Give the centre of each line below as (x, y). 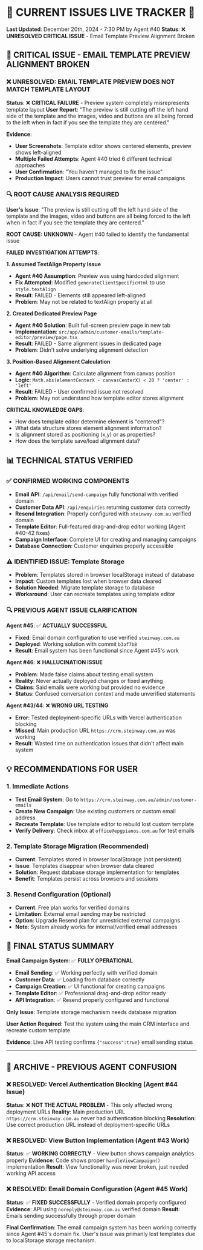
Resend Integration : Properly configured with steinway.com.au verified (103, 513)
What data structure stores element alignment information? (88, 428)
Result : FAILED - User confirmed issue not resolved (79, 391)
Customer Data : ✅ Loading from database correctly (80, 980)
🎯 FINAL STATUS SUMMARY (60, 946)
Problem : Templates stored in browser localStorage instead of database (105, 574)
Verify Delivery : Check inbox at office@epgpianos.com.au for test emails (105, 830)
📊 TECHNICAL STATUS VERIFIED (70, 461)
